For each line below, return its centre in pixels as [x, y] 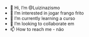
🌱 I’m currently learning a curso [42, 18]
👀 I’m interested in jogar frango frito [47, 13]
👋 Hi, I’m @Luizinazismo [35, 8]
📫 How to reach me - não [37, 29]
